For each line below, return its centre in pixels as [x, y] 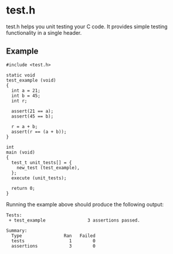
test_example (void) [31, 80]
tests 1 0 [53, 241]
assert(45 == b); [33, 116]
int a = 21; [26, 91]
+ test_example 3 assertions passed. [74, 220]
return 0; [23, 188]
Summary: [17, 230]
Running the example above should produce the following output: [85, 204]
